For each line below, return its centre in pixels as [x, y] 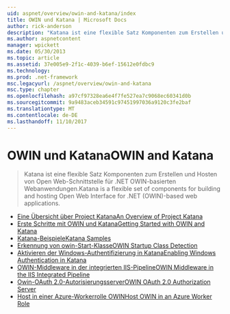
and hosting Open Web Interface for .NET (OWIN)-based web [111, 196]
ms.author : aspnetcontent [44, 39]
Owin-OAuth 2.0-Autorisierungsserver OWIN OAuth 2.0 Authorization [114, 282]
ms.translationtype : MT [41, 109]
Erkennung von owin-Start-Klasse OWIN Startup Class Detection [107, 246]
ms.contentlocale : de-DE [42, 115]
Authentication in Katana [52, 260]
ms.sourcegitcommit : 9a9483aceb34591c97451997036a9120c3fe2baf [99, 103]
